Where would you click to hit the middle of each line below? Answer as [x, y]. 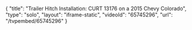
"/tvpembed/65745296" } [37, 21]
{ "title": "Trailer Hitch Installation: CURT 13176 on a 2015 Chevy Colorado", [96, 9]
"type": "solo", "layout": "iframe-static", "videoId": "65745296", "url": [89, 15]
